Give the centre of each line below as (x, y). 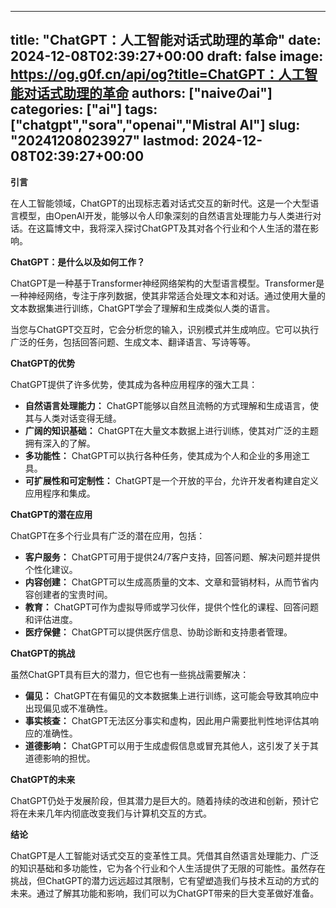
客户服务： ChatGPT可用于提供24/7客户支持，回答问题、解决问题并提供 (172, 557)
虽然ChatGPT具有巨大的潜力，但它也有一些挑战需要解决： (130, 674)
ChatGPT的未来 (43, 779)
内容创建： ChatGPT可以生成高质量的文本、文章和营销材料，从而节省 (167, 582)
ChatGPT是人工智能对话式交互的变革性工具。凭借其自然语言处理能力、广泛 (165, 855)
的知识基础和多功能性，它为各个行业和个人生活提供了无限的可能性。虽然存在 (168, 868)
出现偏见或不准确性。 (68, 708)
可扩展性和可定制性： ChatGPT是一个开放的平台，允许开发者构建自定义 (172, 480)
